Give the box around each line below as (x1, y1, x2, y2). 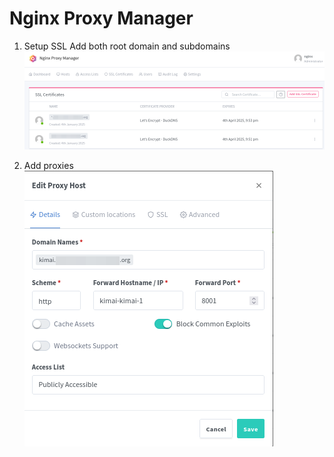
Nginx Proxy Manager (9, 7, 194, 30)
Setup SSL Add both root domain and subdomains (23, 40, 231, 52)
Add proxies (23, 160, 74, 171)
